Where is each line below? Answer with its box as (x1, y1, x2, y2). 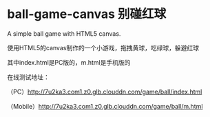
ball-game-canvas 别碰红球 (7, 6, 167, 22)
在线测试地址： (7, 73, 50, 81)
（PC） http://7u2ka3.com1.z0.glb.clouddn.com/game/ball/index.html (7, 87, 202, 96)
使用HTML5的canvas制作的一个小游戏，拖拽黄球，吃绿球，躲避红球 (7, 43, 200, 52)
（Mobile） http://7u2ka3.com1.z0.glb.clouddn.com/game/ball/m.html (7, 102, 203, 110)
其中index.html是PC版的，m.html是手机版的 (7, 58, 131, 66)
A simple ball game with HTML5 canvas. (7, 29, 121, 38)
